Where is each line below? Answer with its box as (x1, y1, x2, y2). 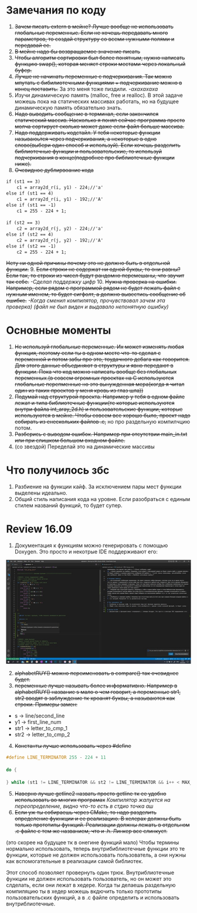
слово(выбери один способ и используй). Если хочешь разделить (14, 142, 181, 149)
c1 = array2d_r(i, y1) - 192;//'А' (16, 196, 104, 202)
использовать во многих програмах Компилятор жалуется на (14, 796, 171, 803)
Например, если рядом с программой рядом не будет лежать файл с (6, 284, 181, 291)
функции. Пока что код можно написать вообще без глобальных (14, 368, 177, 375)
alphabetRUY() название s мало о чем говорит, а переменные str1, (14, 689, 181, 696)
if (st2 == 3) (6, 220, 41, 226)
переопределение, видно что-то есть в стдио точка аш (14, 803, 154, 810)
